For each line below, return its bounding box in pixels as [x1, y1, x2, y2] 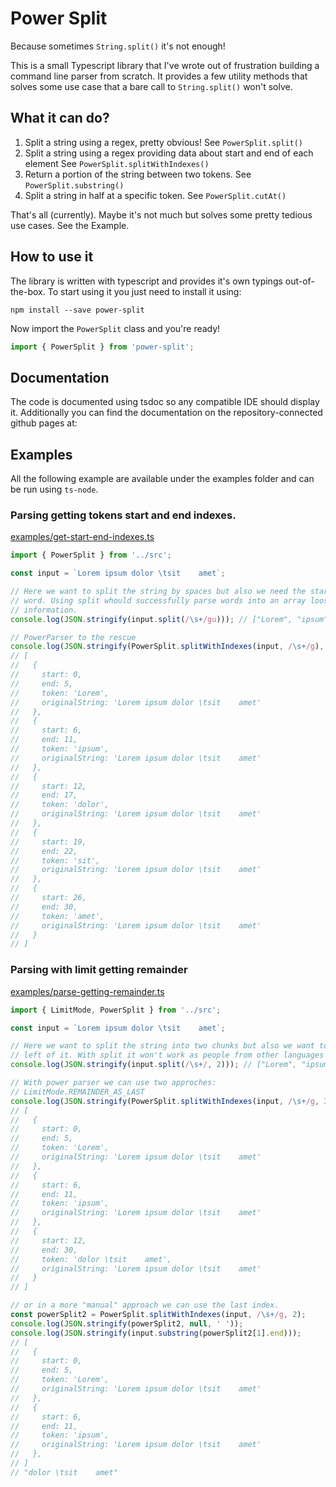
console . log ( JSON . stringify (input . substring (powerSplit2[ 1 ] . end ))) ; [10, 1328, 302, 1338]
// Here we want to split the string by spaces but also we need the [10, 587, 307, 597]
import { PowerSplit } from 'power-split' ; [10, 342, 195, 352]
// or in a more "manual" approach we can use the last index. [10, 1300, 280, 1311]
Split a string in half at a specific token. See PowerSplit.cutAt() [24, 189, 287, 201]
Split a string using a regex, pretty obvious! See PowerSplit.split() [24, 136, 304, 148]
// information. [10, 605, 78, 615]
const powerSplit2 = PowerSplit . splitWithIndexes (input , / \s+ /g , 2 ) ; [10, 1310, 307, 1320]
